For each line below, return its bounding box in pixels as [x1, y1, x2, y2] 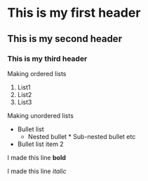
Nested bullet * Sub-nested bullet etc [27, 132, 136, 140]
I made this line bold [7, 153, 67, 161]
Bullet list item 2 [17, 140, 65, 148]
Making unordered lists [7, 111, 74, 120]
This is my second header [7, 33, 123, 45]
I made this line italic [7, 166, 67, 175]
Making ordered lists [7, 69, 67, 78]
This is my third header [7, 54, 88, 64]
